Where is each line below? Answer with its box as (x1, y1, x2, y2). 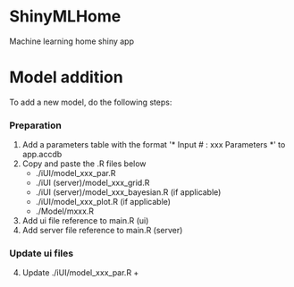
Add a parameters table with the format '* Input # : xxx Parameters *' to (21, 139, 286, 150)
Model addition (9, 67, 123, 88)
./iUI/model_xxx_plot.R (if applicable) (35, 197, 172, 207)
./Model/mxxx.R (35, 206, 95, 216)
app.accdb (21, 149, 63, 160)
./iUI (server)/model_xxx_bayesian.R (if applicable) (35, 187, 222, 198)
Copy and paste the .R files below (21, 158, 147, 169)
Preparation (9, 119, 63, 131)
